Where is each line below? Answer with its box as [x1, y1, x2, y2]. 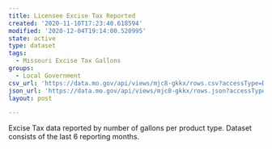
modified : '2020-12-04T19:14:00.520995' [8, 27, 147, 35]
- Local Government [15, 72, 82, 80]
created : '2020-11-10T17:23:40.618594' [8, 19, 143, 27]
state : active [8, 34, 57, 43]
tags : [8, 49, 27, 57]
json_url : [8, 86, 42, 95]
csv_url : [8, 79, 38, 87]
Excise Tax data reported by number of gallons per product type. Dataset [8, 123, 253, 133]
